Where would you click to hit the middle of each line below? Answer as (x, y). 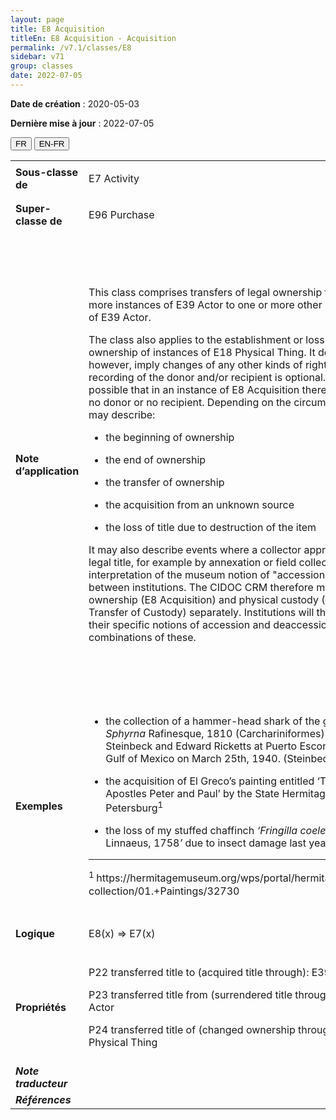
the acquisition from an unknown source (200, 504)
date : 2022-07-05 (46, 76)
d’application (47, 471)
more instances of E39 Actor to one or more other (205, 304)
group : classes (42, 66)
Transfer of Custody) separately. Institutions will (201, 612)
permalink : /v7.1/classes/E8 (71, 47)
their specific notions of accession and (179, 624)
